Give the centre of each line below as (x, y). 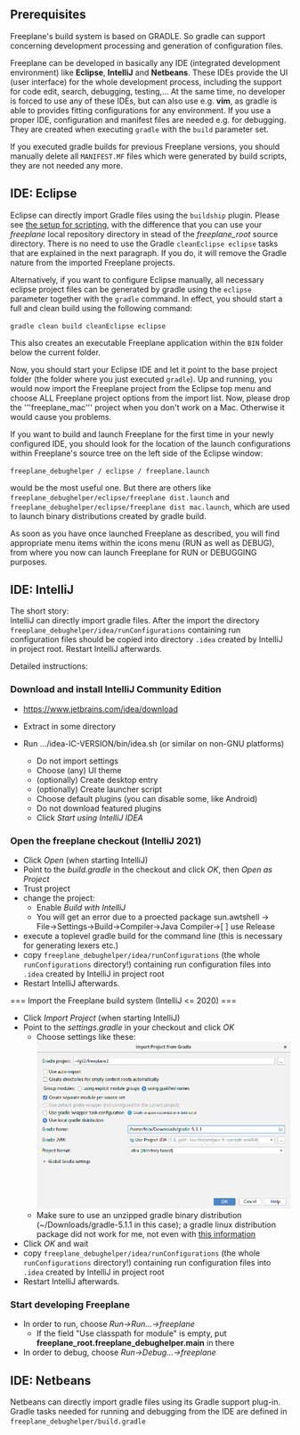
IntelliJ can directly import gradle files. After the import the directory (135, 621)
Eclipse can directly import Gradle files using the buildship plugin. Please (145, 215)
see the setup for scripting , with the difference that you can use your (136, 224)
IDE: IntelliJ (42, 590)
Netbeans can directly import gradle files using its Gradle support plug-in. (146, 1402)
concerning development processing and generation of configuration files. (147, 45)
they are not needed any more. (67, 165)
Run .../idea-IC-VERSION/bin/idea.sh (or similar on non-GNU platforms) (154, 743)
